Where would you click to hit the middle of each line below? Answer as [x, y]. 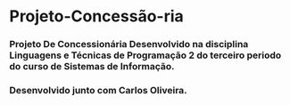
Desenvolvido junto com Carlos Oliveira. [98, 91]
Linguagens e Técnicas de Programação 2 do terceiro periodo [145, 55]
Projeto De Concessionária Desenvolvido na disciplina [129, 44]
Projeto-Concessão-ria [97, 16]
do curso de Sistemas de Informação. [92, 67]
